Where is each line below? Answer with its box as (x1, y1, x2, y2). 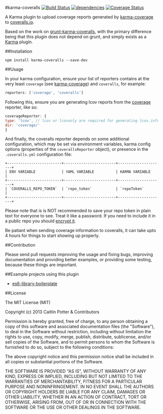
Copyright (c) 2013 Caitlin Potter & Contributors (5, 309, 99, 315)
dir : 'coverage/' (5, 123, 40, 127)
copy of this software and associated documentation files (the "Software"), (5, 324, 155, 329)
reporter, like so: (5, 104, 38, 110)
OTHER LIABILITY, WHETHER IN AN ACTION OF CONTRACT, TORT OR (5, 394, 147, 400)
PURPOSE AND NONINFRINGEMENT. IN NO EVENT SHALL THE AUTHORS (5, 384, 154, 390)
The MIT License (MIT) (5, 300, 51, 306)
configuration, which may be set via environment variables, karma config (5, 141, 151, 147)
